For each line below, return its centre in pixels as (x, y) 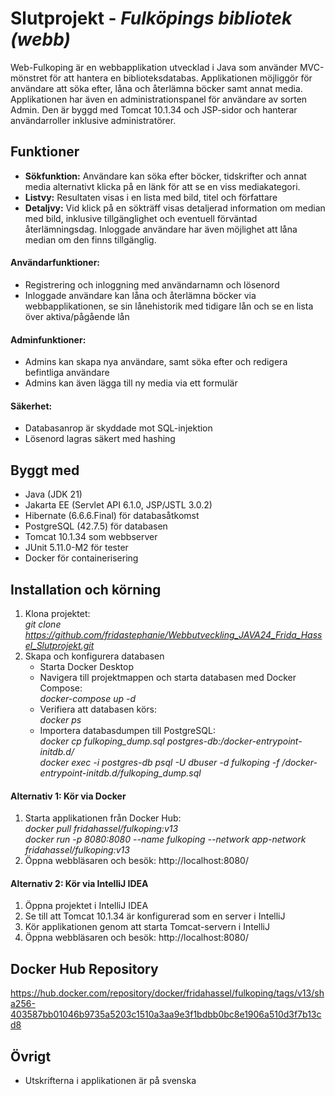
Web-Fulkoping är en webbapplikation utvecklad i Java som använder (154, 67)
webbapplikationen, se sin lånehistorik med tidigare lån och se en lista (169, 306)
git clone (43, 624)
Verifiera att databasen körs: (98, 709)
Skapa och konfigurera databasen (94, 656)
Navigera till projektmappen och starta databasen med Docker (168, 677)
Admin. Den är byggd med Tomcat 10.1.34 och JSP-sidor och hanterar (154, 109)
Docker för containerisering (81, 558)
